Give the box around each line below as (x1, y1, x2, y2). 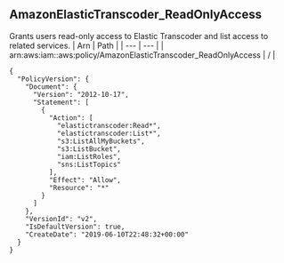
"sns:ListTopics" (56, 160, 122, 169)
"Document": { (25, 82, 77, 92)
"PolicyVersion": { (17, 75, 90, 84)
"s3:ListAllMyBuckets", (56, 137, 145, 146)
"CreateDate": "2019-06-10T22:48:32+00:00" (25, 230, 190, 239)
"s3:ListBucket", (56, 144, 122, 154)
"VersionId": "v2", (25, 214, 98, 223)
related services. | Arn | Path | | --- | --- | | (9, 40, 165, 51)
